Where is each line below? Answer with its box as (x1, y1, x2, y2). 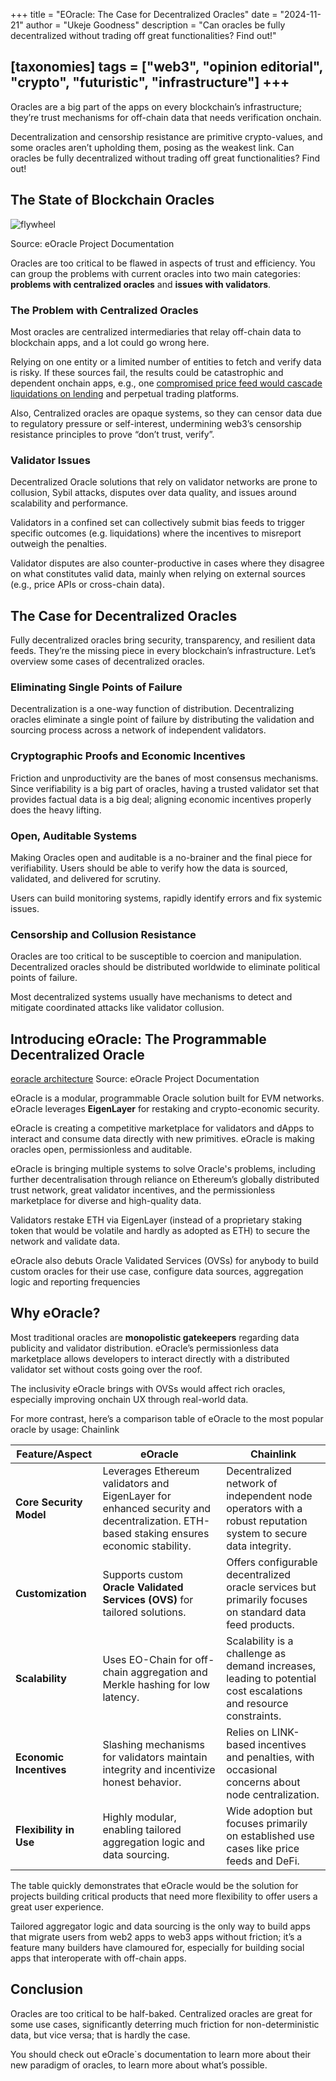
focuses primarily (226, 1816, 308, 1830)
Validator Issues (10, 453, 91, 467)
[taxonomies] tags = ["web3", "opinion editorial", (10, 59, 323, 76)
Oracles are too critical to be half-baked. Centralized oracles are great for (10, 2007, 313, 2019)
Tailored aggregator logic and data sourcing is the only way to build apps (10, 1920, 311, 1932)
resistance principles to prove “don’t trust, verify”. (10, 428, 215, 440)
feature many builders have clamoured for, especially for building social (10, 1941, 305, 1953)
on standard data (226, 1605, 307, 1619)
